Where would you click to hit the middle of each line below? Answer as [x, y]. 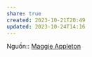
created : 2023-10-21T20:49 [46, 20]
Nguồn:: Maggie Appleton [44, 47]
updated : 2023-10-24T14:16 [46, 26]
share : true [24, 14]
